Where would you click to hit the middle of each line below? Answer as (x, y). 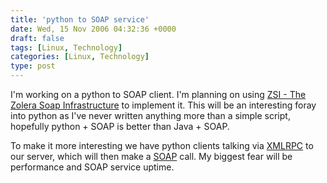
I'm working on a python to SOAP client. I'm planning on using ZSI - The (158, 94)
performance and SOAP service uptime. (92, 167)
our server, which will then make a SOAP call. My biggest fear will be (151, 156)
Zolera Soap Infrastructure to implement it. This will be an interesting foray (163, 105)
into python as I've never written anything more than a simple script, (150, 115)
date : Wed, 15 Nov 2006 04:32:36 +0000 (93, 29)
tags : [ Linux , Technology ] (66, 47)
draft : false (37, 38)
